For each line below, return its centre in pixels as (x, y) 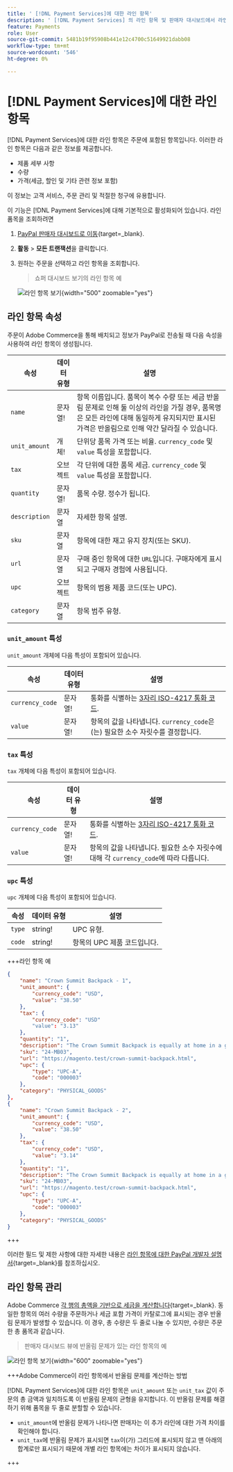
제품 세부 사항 (36, 163)
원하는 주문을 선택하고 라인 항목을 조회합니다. (78, 263)
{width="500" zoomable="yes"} (107, 292)
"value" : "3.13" (55, 1026)
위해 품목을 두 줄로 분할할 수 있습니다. (71, 1408)
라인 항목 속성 (35, 317)
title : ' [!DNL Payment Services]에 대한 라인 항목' (80, 14)
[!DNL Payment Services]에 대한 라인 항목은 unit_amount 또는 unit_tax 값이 (112, 1391)
